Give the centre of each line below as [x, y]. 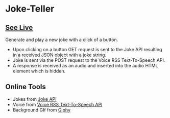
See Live [19, 28]
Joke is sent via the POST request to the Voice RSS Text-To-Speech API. [89, 60]
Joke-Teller [30, 9]
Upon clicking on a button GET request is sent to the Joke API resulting [87, 49]
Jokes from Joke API [35, 99]
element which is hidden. [39, 71]
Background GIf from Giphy [41, 110]
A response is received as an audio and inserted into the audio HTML [85, 66]
